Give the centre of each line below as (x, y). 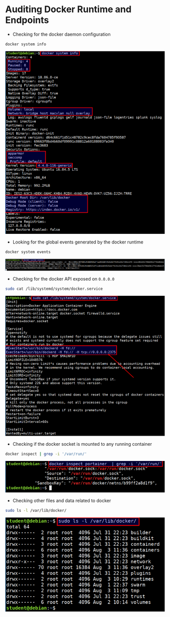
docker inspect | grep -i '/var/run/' (46, 454)
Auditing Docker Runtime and (68, 9)
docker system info (26, 44)
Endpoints (27, 20)
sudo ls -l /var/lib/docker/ (36, 510)
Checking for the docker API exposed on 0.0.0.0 (63, 279)
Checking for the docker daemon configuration (61, 34)
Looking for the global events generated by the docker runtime (78, 242)
